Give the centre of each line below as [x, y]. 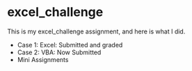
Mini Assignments [43, 59]
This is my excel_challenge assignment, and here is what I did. [96, 31]
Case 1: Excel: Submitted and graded [70, 45]
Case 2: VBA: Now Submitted [59, 52]
